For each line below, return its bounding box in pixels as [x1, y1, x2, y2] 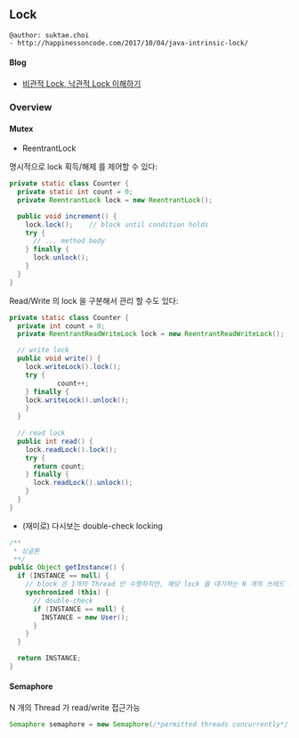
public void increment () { [17, 211, 117, 221]
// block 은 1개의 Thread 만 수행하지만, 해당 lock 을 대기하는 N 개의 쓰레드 [25, 579, 285, 589]
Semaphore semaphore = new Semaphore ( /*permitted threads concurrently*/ [9, 720, 289, 729]
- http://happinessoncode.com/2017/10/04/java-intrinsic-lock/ [9, 38, 249, 47]
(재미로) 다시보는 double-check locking [21, 521, 163, 531]
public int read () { [17, 437, 93, 446]
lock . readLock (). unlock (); [32, 479, 133, 488]
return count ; [32, 462, 86, 471]
